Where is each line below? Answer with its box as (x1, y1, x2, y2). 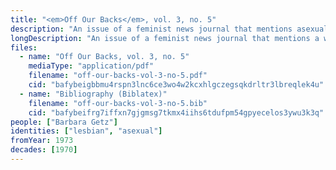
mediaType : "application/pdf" (28, 61, 155, 71)
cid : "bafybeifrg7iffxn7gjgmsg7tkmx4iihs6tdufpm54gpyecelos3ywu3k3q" (28, 107, 325, 118)
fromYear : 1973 (10, 136, 74, 146)
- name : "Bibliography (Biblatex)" (19, 89, 168, 99)
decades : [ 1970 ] (10, 145, 78, 155)
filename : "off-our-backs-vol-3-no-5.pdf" (28, 71, 208, 81)
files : (10, 42, 38, 53)
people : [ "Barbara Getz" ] (10, 117, 118, 127)
